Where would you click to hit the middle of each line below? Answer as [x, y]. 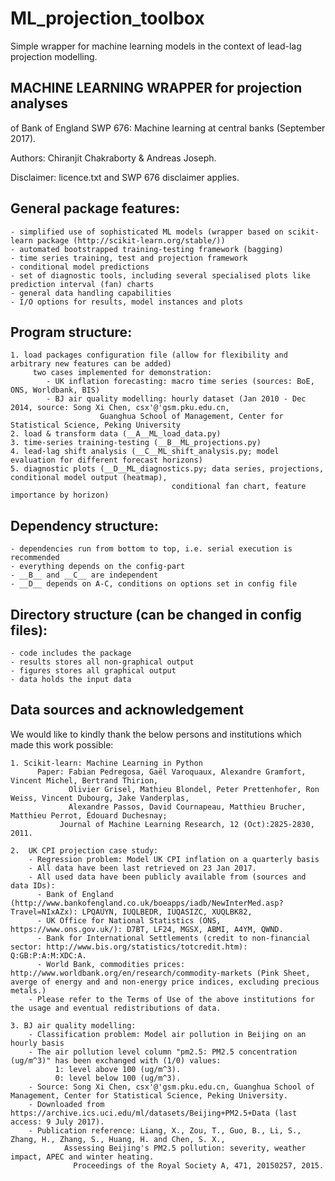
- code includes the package [71, 653]
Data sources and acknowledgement [127, 710]
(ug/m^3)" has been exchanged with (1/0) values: [116, 1060]
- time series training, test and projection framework [129, 258]
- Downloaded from [66, 1104]
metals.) [28, 990]
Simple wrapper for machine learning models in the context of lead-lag [156, 46]
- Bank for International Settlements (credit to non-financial [173, 938]
